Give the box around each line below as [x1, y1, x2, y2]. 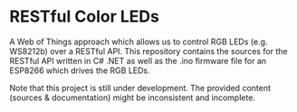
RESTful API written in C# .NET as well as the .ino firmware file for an [9, 55, 267, 66]
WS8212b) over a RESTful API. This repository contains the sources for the [9, 45, 288, 56]
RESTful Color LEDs [9, 6, 160, 27]
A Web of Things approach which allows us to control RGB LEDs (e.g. [9, 36, 268, 47]
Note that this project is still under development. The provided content [9, 82, 272, 93]
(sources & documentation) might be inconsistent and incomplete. [9, 92, 256, 103]
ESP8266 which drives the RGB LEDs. [9, 65, 151, 76]
